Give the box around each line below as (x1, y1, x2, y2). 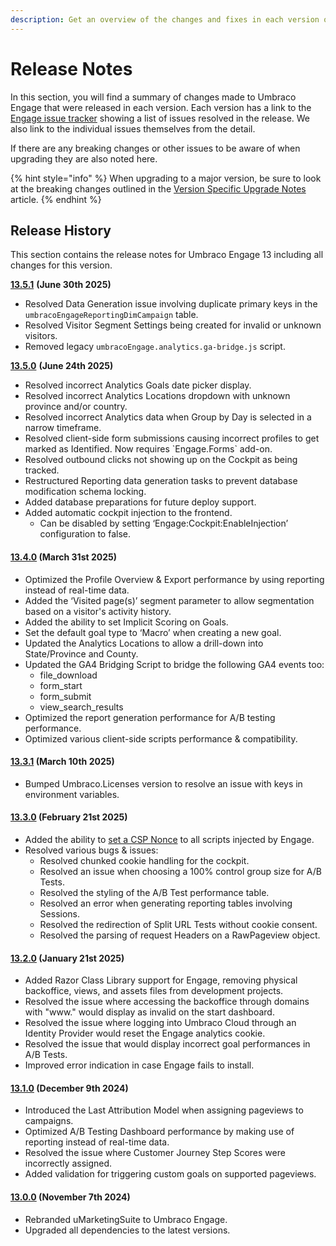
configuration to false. (39, 528, 131, 540)
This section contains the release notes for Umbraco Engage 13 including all (10, 249, 324, 261)
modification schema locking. (24, 486, 147, 498)
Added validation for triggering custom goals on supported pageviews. (24, 1168, 317, 1180)
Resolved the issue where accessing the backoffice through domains (24, 996, 310, 1008)
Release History (10, 222, 112, 239)
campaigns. (24, 1115, 74, 1127)
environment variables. (24, 788, 120, 800)
